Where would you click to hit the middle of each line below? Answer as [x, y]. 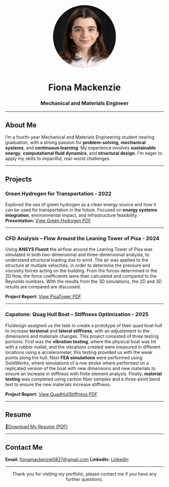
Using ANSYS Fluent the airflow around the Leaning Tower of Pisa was [79, 250]
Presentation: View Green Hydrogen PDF [48, 220]
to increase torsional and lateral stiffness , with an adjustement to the [77, 331]
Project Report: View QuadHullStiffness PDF [51, 394]
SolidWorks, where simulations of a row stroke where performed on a [77, 363]
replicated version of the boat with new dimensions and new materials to [80, 368]
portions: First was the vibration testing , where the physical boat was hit [81, 341]
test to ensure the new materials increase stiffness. [58, 384]
